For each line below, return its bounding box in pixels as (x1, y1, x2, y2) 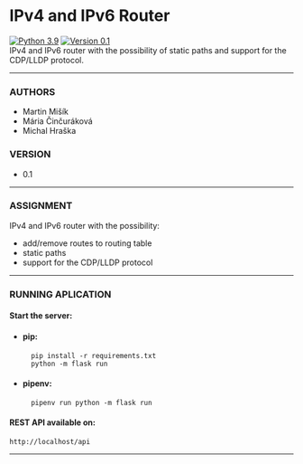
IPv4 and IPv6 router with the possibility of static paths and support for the (9, 44, 287, 55)
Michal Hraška (22, 126, 77, 137)
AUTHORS (9, 85, 56, 98)
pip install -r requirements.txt (31, 351, 157, 360)
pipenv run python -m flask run (31, 398, 152, 407)
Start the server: (9, 310, 73, 321)
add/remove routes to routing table (22, 237, 152, 249)
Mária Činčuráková (22, 116, 93, 127)
